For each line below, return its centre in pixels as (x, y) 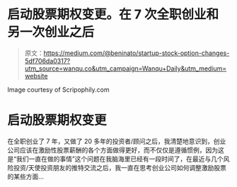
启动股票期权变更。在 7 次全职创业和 (113, 14)
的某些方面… (26, 176)
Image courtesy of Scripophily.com (58, 90)
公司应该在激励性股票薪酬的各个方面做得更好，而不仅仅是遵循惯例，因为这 (116, 150)
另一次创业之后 (51, 32)
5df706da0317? (47, 61)
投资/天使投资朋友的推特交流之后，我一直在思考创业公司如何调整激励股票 (120, 167)
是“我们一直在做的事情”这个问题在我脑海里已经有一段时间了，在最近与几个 (116, 159)
